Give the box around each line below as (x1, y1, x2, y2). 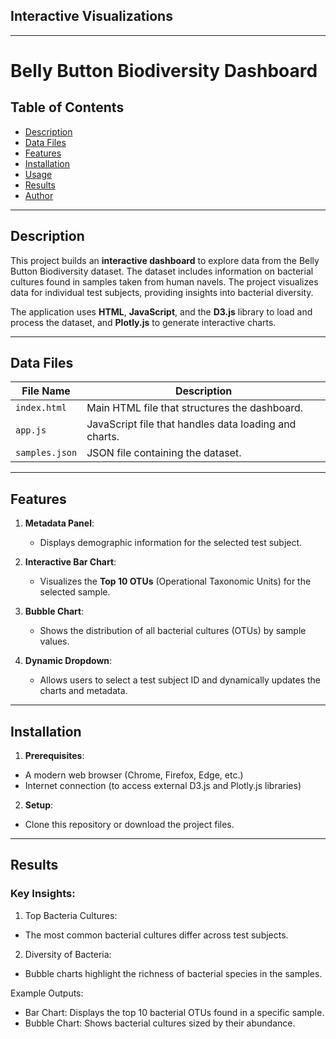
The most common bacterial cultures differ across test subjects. (24, 929, 289, 941)
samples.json (15, 447, 78, 459)
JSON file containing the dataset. (86, 446, 242, 460)
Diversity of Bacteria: (24, 948, 112, 960)
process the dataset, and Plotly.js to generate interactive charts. (10, 316, 277, 328)
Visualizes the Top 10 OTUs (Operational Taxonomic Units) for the (39, 575, 312, 588)
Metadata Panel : (24, 517, 95, 529)
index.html (15, 402, 67, 414)
